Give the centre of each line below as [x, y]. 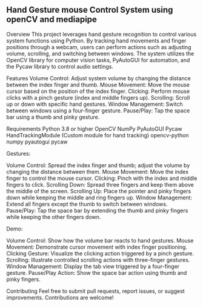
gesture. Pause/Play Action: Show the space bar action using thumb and [97, 272]
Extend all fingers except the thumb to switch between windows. [87, 204]
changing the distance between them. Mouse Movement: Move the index [98, 171]
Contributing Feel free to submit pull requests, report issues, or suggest [95, 291]
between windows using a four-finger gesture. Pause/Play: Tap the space [98, 110]
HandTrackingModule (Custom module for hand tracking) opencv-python [98, 135]
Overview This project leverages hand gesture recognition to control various [101, 34]
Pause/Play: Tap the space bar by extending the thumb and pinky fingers [97, 210]
